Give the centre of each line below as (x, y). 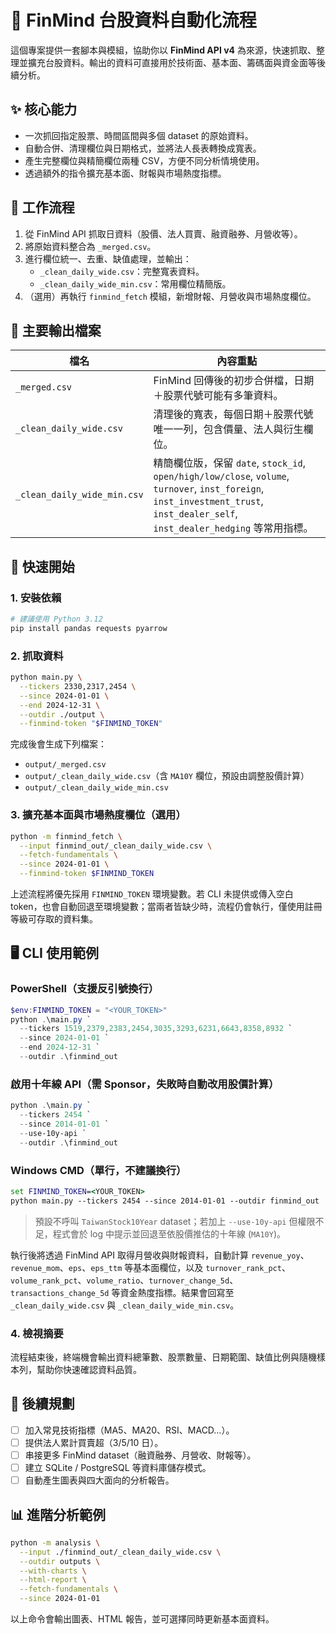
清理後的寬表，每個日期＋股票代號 (233, 414)
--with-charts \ (53, 1571)
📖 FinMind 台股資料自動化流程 (133, 20)
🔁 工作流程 (42, 207)
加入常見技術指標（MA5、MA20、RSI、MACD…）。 (129, 1430)
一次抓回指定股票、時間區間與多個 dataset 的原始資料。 (139, 135)
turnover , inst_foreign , (209, 489)
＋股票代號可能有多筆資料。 (218, 396)
